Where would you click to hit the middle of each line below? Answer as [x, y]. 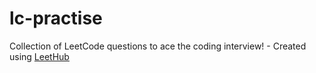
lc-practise [56, 18]
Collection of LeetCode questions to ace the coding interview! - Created [158, 46]
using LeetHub [39, 56]
